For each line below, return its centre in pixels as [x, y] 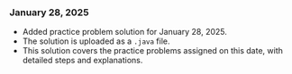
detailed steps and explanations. [82, 61]
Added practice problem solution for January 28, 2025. [125, 32]
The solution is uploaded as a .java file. [96, 41]
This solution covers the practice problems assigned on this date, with [153, 51]
